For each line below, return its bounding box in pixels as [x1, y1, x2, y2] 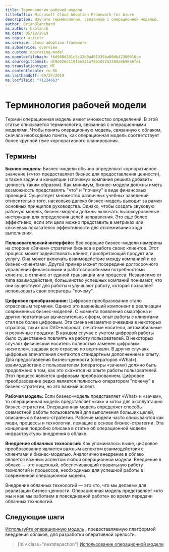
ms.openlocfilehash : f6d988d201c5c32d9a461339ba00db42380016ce [5, 54, 141, 59]
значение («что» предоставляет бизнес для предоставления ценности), [5, 171, 161, 177]
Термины [5, 152, 37, 161]
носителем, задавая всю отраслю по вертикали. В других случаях [5, 346, 149, 352]
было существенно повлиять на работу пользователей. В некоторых [5, 335, 154, 341]
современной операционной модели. [5, 472, 87, 478]
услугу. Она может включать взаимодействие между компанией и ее [5, 256, 156, 262]
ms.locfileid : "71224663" [5, 78, 60, 83]
